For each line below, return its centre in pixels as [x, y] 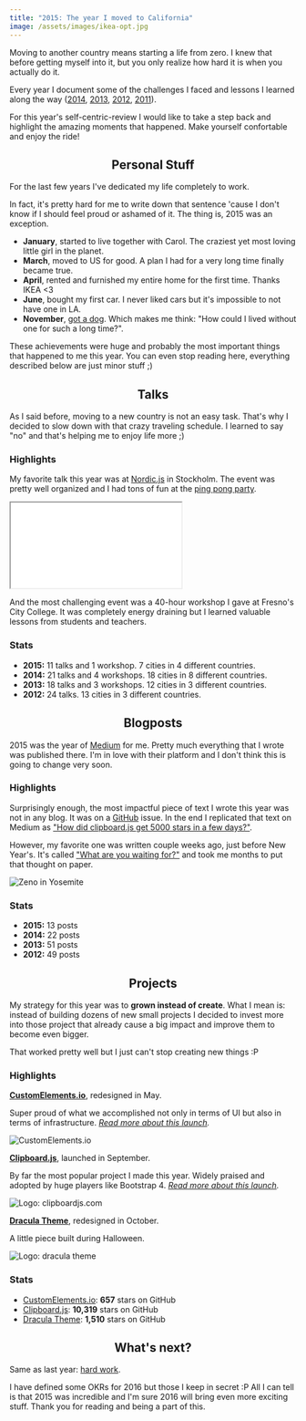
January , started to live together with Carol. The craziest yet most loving [159, 242]
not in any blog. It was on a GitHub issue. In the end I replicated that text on [151, 817]
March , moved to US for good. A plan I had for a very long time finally [153, 261]
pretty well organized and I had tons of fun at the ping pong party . [133, 489]
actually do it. [35, 72]
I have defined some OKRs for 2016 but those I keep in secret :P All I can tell [152, 1387]
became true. [48, 271]
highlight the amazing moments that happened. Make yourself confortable [148, 126]
